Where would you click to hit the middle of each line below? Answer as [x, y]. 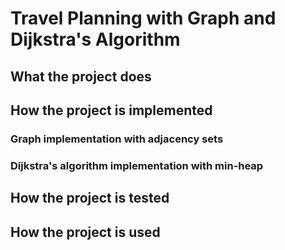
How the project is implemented [111, 110]
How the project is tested [90, 198]
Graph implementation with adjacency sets [117, 139]
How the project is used [85, 232]
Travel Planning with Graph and [143, 18]
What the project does [81, 76]
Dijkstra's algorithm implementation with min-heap [137, 165]
